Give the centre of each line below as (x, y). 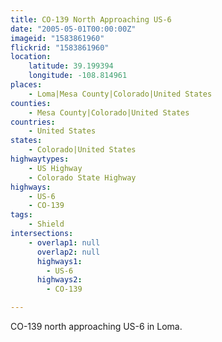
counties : (31, 103)
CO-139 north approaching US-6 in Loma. (96, 326)
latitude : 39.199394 (71, 66)
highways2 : (59, 280)
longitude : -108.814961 (78, 76)
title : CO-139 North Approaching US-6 (91, 19)
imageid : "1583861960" (57, 38)
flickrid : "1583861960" (60, 47)
